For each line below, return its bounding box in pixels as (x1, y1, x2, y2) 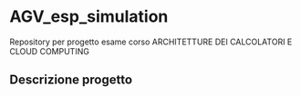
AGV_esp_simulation (9, 6, 169, 27)
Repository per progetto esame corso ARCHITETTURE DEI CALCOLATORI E (9, 36, 293, 47)
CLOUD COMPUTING (9, 45, 89, 56)
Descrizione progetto (9, 72, 133, 88)
